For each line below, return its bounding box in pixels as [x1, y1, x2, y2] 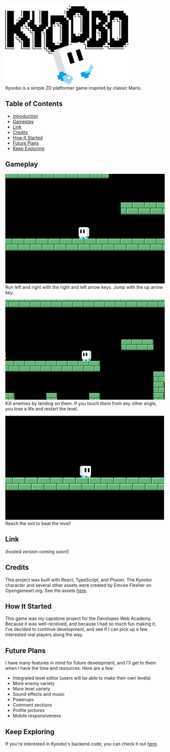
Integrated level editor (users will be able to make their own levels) [12, 675, 151, 681]
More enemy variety [12, 681, 55, 687]
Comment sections [12, 702, 52, 708]
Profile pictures [12, 707, 45, 713]
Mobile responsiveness [12, 712, 61, 719]
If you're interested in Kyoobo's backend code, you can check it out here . [5, 741, 158, 747]
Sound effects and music [12, 691, 65, 697]
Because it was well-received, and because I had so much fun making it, [5, 621, 156, 627]
